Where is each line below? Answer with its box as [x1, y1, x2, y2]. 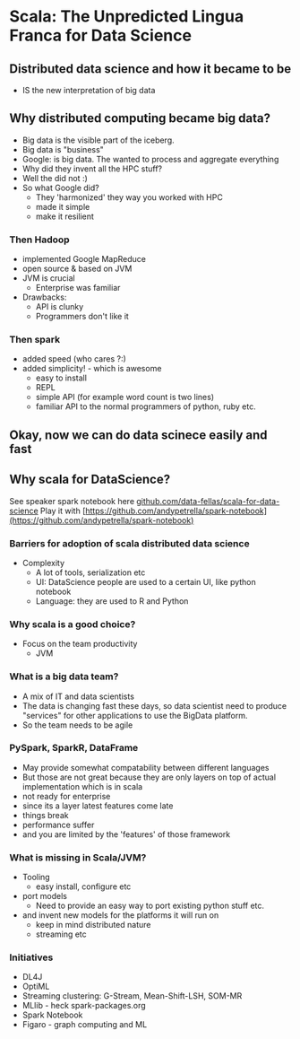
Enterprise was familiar [35, 283, 121, 293]
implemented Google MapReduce [21, 254, 146, 265]
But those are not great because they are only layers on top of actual [21, 772, 276, 782]
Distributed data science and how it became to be [9, 61, 292, 76]
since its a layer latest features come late [21, 800, 174, 811]
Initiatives [9, 951, 54, 964]
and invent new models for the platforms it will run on [21, 910, 219, 921]
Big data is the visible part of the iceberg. [21, 135, 175, 145]
